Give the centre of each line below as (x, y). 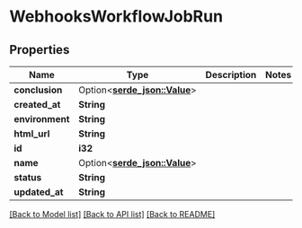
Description (231, 75)
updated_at (39, 192)
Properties (40, 50)
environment (42, 119)
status (28, 177)
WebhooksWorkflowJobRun (116, 17)
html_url (32, 134)
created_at (37, 105)
